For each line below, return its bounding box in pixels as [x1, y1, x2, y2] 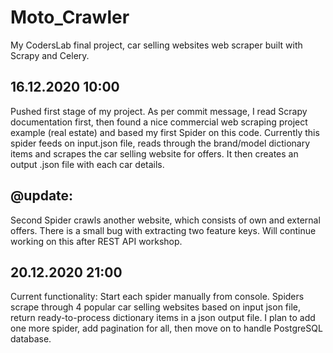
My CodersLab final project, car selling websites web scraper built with [10, 39, 303, 51]
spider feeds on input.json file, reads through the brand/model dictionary [10, 137, 311, 149]
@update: [10, 187, 74, 205]
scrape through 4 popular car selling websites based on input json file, [10, 301, 302, 313]
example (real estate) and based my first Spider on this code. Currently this [10, 126, 320, 138]
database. [10, 333, 52, 345]
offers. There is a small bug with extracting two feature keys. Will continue [10, 224, 317, 236]
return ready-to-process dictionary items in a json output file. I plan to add [10, 312, 316, 324]
